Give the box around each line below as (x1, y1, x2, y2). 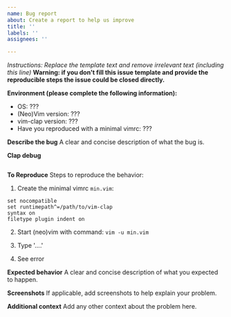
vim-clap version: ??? (17, 117, 78, 125)
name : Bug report (7, 10, 57, 17)
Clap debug (7, 152, 41, 160)
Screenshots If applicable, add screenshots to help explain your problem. (7, 289, 217, 298)
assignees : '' (7, 36, 48, 43)
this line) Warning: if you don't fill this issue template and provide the (7, 69, 209, 77)
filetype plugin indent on (7, 216, 85, 223)
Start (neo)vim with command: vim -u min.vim (17, 228, 149, 236)
